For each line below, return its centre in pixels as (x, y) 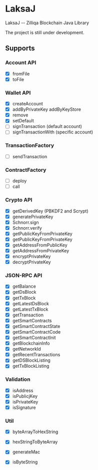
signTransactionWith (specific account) (53, 132)
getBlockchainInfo (31, 344)
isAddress (23, 390)
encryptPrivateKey (31, 256)
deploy (19, 181)
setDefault (23, 121)
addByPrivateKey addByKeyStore (47, 109)
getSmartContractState (36, 326)
